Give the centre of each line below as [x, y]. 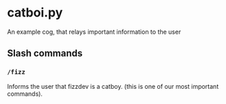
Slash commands [45, 53]
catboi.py [35, 13]
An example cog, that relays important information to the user [94, 32]
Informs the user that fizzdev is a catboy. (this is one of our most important [113, 86]
